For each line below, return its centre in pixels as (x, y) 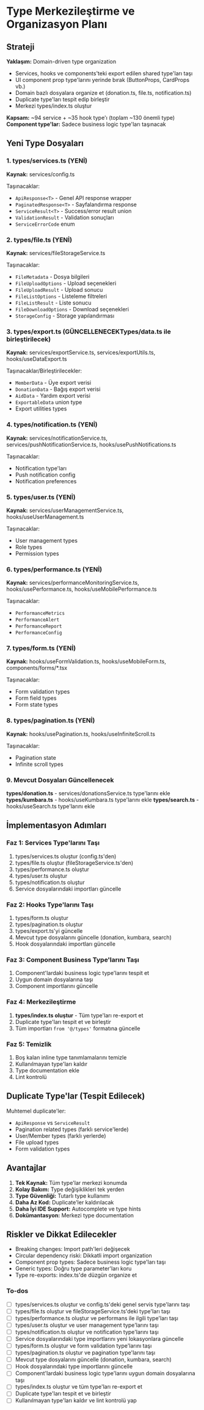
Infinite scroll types (39, 764)
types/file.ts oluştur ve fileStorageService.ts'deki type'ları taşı (93, 1311)
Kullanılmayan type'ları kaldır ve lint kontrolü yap (76, 1401)
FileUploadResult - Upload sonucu (59, 289)
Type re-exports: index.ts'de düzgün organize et (76, 1275)
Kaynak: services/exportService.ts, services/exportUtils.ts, (81, 352)
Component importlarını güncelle (56, 986)
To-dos (17, 1291)
